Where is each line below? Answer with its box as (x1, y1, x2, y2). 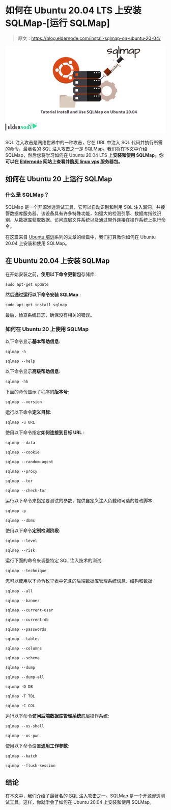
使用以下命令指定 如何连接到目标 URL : (5, 429, 85, 436)
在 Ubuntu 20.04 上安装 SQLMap (5, 257, 110, 265)
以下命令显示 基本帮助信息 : (5, 338, 61, 344)
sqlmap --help (5, 359, 36, 364)
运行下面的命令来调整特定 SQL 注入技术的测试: (5, 557, 103, 563)
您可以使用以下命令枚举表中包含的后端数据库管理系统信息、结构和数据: (5, 578, 154, 584)
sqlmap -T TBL (5, 693, 36, 698)
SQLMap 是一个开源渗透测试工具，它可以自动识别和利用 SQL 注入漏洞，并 (5, 204, 161, 210)
